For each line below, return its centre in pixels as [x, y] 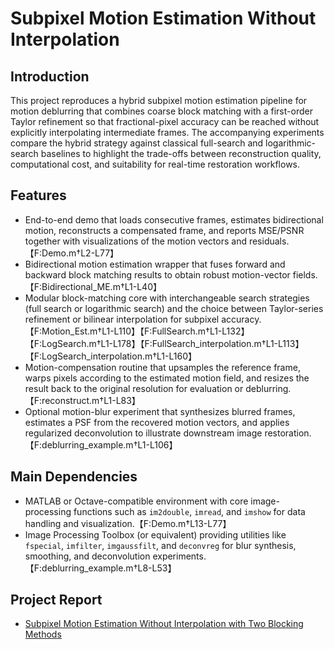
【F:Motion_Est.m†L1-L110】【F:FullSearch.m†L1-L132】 [137, 331]
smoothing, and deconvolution [87, 556]
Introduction [50, 76]
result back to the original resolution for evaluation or [134, 388]
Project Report [56, 600]
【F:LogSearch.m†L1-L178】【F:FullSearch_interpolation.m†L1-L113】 [164, 343]
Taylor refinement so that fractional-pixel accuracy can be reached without [165, 121]
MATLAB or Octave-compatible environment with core [136, 501]
